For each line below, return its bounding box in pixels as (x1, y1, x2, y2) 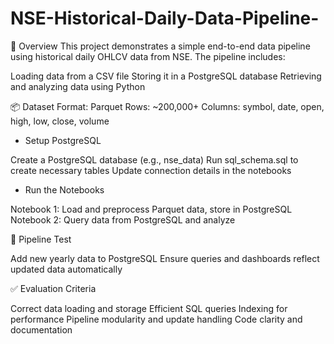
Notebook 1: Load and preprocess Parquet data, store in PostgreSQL (10, 203, 293, 215)
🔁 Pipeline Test (10, 233, 72, 245)
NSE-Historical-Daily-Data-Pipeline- (10, 7, 320, 30)
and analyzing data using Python (10, 80, 146, 92)
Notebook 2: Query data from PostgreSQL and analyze (10, 213, 236, 226)
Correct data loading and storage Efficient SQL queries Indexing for (10, 302, 288, 314)
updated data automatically (10, 263, 123, 275)
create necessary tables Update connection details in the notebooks (10, 164, 292, 176)
